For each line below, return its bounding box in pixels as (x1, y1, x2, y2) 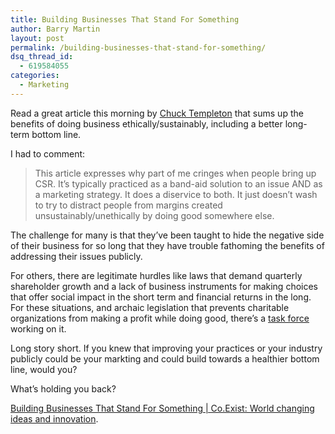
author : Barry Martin (10, 24, 101, 34)
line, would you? (10, 363, 78, 375)
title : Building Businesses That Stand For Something (10, 14, 240, 25)
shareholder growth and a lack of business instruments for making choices (10, 280, 318, 292)
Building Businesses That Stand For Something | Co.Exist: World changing (10, 402, 315, 414)
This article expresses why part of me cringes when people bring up (34, 167, 317, 179)
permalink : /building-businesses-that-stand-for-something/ (10, 42, 267, 53)
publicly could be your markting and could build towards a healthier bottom (10, 352, 320, 365)
